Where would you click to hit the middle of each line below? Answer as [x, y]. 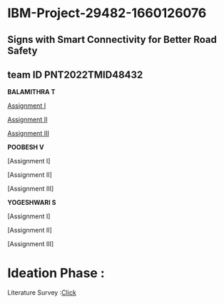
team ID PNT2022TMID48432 [75, 75]
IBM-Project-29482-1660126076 [107, 13]
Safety [22, 50]
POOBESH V [26, 147]
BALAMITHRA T [31, 92]
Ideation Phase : [56, 273]
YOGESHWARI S [32, 203]
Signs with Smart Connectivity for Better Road [112, 40]
